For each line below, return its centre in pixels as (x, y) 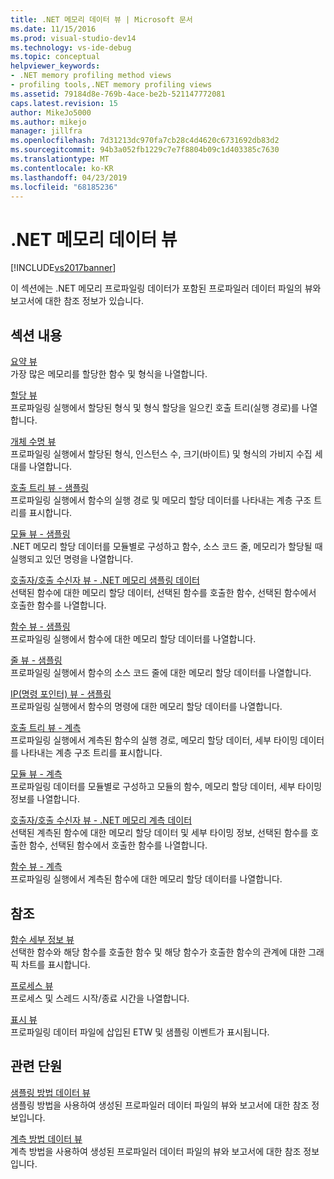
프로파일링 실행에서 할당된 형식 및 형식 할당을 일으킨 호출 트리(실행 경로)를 (155, 408)
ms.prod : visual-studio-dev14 (73, 38)
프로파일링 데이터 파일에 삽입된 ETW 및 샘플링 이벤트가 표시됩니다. (140, 1032)
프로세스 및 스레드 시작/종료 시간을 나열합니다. (100, 998)
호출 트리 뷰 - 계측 (46, 728)
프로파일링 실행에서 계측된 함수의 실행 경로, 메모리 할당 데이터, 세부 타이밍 (154, 740)
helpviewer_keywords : (55, 66)
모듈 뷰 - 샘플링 (40, 534)
